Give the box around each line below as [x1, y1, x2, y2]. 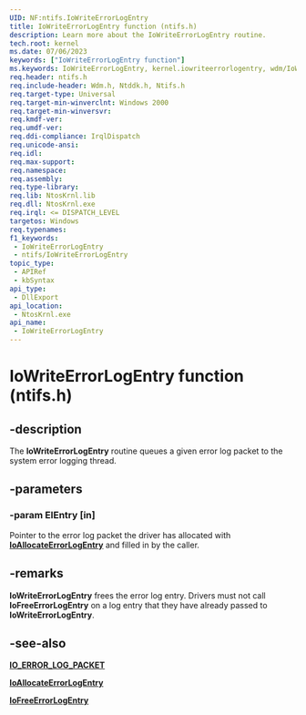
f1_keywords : [9, 233, 59, 242]
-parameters [9, 482, 83, 497]
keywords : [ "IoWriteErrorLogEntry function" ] [9, 56, 185, 65]
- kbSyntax [13, 276, 55, 285]
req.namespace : [9, 166, 67, 175]
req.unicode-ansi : [9, 140, 79, 149]
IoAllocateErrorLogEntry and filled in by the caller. [9, 539, 200, 550]
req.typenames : [9, 225, 67, 234]
